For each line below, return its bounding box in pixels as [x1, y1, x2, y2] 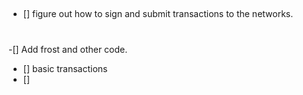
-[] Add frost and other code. [8, 43, 128, 55]
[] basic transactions [22, 62, 108, 74]
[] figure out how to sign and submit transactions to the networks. [22, 8, 294, 20]
